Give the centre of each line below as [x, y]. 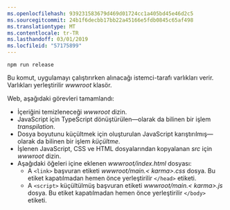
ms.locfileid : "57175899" [44, 46]
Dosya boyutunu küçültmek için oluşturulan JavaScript [95, 134]
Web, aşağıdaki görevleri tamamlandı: [61, 98]
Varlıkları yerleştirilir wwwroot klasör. [60, 85]
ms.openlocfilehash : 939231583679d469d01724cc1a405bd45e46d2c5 [100, 14]
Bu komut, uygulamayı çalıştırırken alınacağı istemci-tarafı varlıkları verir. [110, 78]
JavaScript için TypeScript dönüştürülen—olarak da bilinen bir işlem [114, 119]
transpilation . [36, 126]
